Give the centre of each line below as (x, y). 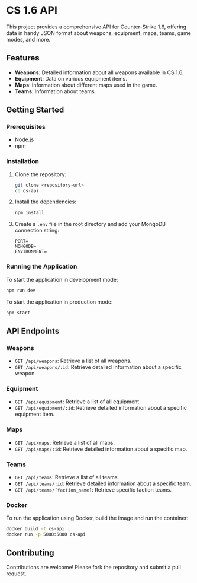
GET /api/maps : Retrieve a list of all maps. (65, 442)
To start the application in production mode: (59, 302)
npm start (18, 313)
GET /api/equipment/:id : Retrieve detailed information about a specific (101, 408)
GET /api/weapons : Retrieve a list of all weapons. (73, 361)
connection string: (37, 230)
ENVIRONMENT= (31, 252)
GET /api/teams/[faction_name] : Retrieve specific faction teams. (93, 489)
